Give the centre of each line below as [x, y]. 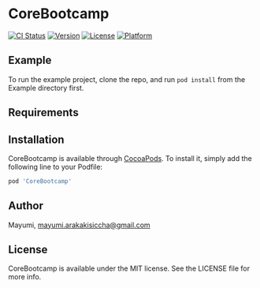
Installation [36, 139]
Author [26, 206]
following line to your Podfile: [56, 166]
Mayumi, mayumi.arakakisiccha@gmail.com [80, 225]
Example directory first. [46, 88]
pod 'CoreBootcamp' [40, 181]
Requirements [43, 112]
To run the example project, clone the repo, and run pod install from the [127, 79]
